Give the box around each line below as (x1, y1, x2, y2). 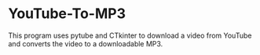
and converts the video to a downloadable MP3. (8, 38, 163, 48)
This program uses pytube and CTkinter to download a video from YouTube (8, 31, 252, 40)
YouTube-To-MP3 (8, 5, 126, 23)
